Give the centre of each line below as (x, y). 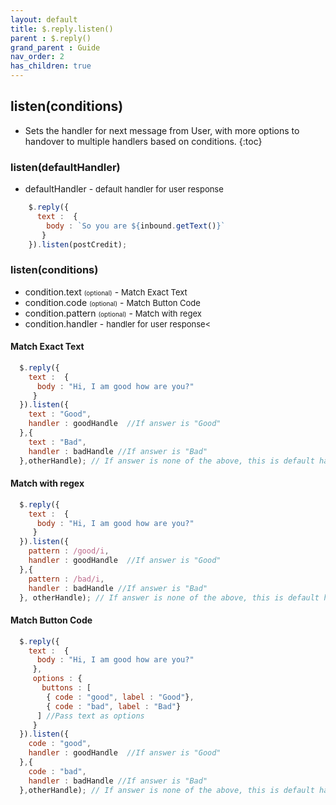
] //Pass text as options (90, 716)
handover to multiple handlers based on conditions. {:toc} (143, 141)
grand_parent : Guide (55, 47)
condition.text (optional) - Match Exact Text (106, 292)
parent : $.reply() (51, 38)
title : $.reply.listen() (62, 29)
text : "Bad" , (57, 442)
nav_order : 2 (37, 57)
